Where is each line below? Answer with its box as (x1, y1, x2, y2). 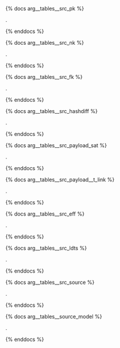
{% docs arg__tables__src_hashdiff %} (5, 108, 98, 114)
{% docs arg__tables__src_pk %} (5, 5, 84, 12)
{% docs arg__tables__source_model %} (5, 313, 102, 320)
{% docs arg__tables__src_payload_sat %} (5, 142, 107, 149)
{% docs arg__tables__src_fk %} (5, 74, 83, 80)
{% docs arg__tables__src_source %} (5, 279, 95, 286)
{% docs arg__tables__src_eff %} (5, 210, 85, 217)
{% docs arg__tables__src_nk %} (5, 39, 84, 46)
